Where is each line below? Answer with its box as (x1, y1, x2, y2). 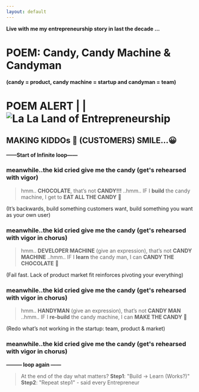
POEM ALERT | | (6, 99, 86, 113)
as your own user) (6, 211, 51, 218)
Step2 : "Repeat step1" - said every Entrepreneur (20, 379, 140, 386)
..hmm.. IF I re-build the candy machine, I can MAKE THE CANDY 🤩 (20, 313, 188, 321)
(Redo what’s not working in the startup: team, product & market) (6, 325, 166, 332)
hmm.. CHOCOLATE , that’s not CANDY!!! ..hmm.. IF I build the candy (20, 187, 191, 194)
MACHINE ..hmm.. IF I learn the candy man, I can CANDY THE (20, 254, 175, 261)
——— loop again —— (6, 361, 61, 368)
